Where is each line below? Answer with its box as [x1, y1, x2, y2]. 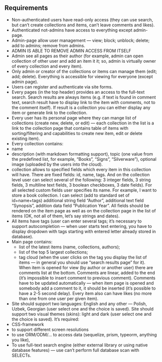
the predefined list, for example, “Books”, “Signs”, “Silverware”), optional [11, 156, 157, 162]
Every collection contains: [11, 140, 64, 146]
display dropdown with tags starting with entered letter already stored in [11, 228, 156, 234]
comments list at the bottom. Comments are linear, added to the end [18, 270, 155, 276]
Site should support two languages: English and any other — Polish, [11, 301, 147, 307]
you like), [11, 337, 30, 343]
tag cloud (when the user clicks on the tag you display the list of [18, 254, 147, 260]
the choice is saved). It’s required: [11, 316, 80, 322]
